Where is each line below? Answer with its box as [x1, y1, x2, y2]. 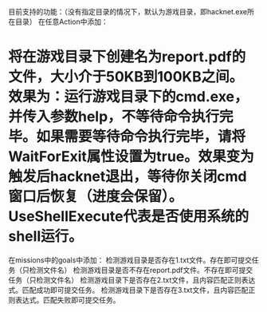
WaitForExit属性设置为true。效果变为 [8, 148, 255, 166]
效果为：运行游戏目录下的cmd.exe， [8, 88, 249, 106]
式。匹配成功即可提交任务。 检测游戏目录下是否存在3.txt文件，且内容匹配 [8, 285, 249, 294]
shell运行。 [8, 227, 83, 246]
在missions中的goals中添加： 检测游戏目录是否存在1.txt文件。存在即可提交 [8, 255, 253, 265]
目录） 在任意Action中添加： [14, 17, 109, 26]
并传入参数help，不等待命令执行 [8, 108, 220, 126]
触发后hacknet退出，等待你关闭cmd [8, 168, 247, 186]
